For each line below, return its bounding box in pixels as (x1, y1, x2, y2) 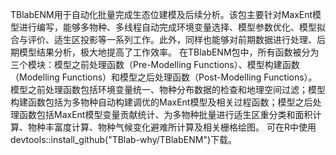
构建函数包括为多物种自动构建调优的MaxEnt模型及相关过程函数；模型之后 (10, 96, 313, 108)
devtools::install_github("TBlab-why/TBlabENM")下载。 (10, 134, 238, 145)
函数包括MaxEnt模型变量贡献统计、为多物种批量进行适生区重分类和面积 (18, 109, 313, 120)
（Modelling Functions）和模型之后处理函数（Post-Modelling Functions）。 (10, 71, 318, 83)
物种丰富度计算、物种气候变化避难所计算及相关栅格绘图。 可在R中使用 (27, 121, 317, 133)
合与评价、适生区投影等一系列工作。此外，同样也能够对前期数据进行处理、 (10, 34, 317, 45)
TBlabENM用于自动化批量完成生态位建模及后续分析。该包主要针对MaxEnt (10, 9, 313, 20)
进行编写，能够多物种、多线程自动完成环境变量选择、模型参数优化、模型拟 (18, 21, 326, 33)
